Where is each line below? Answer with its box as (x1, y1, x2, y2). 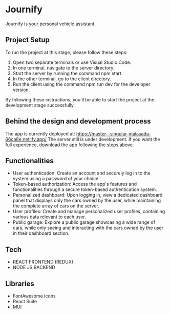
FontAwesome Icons (12, 293, 56, 299)
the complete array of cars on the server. (12, 203, 100, 209)
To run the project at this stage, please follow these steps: (5, 49, 128, 55)
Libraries (5, 279, 34, 288)
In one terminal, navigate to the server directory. (12, 64, 115, 71)
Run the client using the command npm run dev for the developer (12, 81, 151, 87)
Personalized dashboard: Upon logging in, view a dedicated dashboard (12, 192, 163, 198)
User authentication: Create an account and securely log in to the (12, 170, 151, 176)
